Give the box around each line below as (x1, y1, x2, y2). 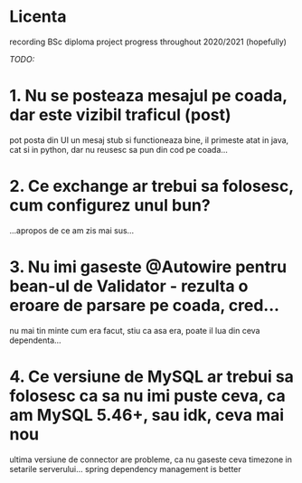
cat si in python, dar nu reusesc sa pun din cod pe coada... (9, 144, 229, 155)
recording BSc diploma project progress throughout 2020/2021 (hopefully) (9, 36, 288, 47)
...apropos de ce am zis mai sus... (9, 224, 135, 236)
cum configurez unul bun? (9, 195, 211, 216)
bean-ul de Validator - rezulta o (9, 276, 249, 296)
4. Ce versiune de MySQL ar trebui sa (9, 366, 294, 386)
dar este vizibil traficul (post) (9, 105, 232, 126)
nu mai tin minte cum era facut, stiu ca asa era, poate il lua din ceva (9, 325, 260, 336)
